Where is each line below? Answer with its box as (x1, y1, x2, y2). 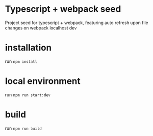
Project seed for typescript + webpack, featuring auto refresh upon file (5, 20, 149, 26)
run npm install (5, 58, 38, 64)
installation (5, 42, 52, 54)
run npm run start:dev (5, 92, 51, 98)
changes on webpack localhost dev (5, 25, 77, 30)
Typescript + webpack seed (5, 3, 121, 15)
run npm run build (5, 125, 42, 131)
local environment (5, 76, 81, 87)
